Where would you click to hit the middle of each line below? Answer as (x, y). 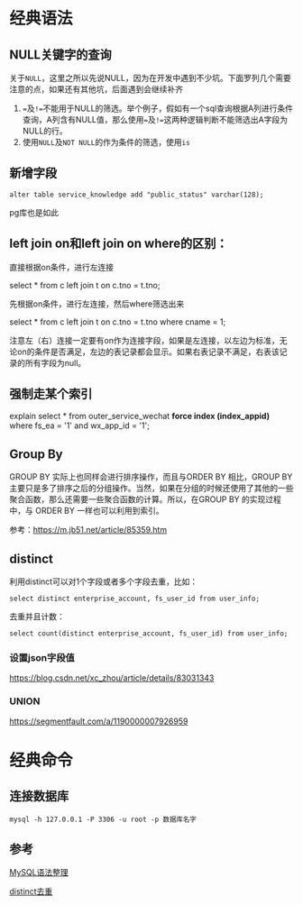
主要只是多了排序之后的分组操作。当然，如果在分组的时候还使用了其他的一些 (151, 489)
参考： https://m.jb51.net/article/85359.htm (88, 530)
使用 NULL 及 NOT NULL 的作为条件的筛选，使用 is (106, 142)
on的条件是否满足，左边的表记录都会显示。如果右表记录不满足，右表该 (148, 352)
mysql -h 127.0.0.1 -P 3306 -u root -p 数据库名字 (103, 819)
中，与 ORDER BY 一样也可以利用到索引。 (87, 511)
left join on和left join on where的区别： (119, 244)
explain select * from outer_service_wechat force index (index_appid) (140, 416)
